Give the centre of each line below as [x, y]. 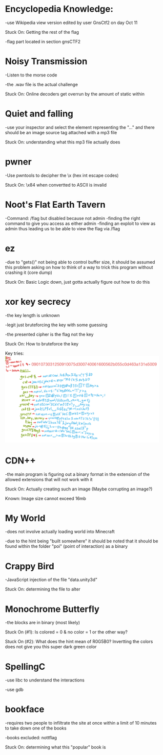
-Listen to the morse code [31, 75]
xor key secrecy [38, 302]
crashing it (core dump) [29, 272]
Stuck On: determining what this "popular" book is [56, 747]
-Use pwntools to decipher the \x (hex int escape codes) [62, 175]
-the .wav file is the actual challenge [41, 84]
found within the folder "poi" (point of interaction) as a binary [66, 546]
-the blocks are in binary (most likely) [43, 623]
